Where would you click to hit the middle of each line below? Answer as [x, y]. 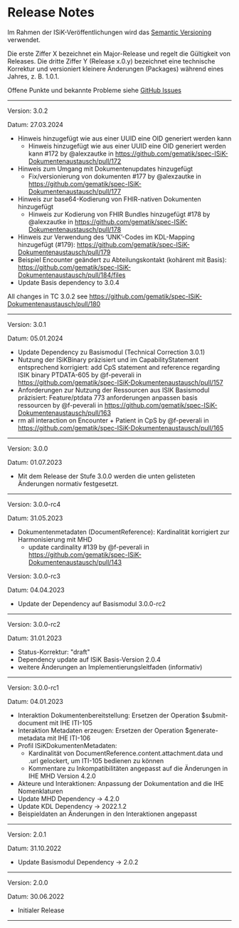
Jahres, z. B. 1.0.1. [33, 76]
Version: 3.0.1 [27, 324]
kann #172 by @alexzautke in [71, 153]
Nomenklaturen [40, 791]
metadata [32, 738]
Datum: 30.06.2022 [36, 896]
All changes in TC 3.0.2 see [47, 296]
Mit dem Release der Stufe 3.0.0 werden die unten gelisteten [106, 476]
